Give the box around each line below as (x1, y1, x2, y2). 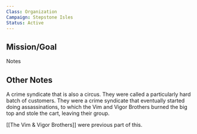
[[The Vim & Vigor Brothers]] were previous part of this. (6, 121, 143, 128)
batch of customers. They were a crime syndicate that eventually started (6, 97, 185, 104)
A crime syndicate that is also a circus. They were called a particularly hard (6, 91, 191, 98)
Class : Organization (6, 8, 58, 15)
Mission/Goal (6, 42, 57, 52)
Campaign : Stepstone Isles (6, 14, 73, 20)
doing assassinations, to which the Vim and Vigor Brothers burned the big (6, 104, 188, 110)
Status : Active (6, 20, 44, 26)
